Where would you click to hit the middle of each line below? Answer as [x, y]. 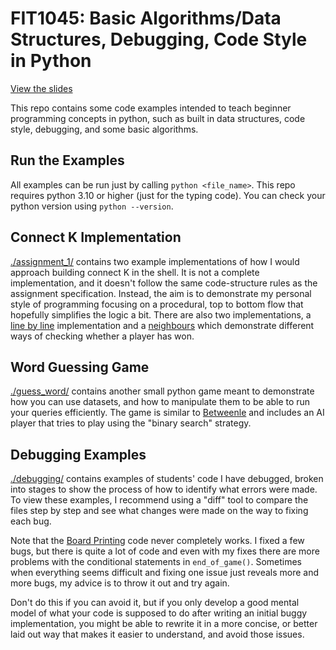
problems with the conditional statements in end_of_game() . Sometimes [156, 562]
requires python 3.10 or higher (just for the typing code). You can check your [168, 195]
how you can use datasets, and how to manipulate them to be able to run [160, 402]
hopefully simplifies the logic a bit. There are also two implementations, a [161, 314]
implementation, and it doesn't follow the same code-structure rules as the [164, 283]
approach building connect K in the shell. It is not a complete [135, 272]
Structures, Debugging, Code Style [159, 39]
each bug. [31, 521]
